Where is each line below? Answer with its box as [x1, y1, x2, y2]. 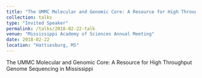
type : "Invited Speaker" [6, 20, 69, 26]
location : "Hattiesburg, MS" [6, 43, 79, 49]
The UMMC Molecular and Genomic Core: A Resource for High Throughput [6, 58, 192, 66]
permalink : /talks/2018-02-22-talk [6, 25, 96, 32]
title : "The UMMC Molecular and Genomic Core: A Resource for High [6, 8, 179, 15]
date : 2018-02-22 [6, 37, 50, 43]
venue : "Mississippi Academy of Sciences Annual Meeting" [6, 31, 155, 37]
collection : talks [6, 14, 52, 20]
